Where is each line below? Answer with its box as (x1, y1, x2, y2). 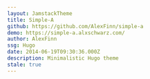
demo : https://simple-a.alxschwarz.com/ (7, 29, 126, 36)
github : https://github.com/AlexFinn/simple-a (7, 23, 144, 30)
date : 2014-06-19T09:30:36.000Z (7, 49, 100, 56)
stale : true (7, 61, 41, 68)
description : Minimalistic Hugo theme (7, 55, 119, 62)
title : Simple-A (7, 16, 54, 23)
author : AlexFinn (7, 36, 57, 43)
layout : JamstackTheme (7, 10, 73, 17)
